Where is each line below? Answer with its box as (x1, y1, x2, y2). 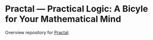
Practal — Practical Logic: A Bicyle (5, 3, 148, 14)
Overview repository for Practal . (5, 29, 70, 35)
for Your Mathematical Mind (5, 13, 122, 25)
